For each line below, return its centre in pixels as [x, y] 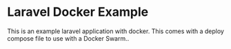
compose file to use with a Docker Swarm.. [68, 38]
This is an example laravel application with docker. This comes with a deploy [115, 31]
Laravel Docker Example [78, 12]
